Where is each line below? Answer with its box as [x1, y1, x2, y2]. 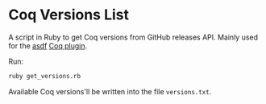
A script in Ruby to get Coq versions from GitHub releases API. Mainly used [8, 32, 259, 42]
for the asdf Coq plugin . [8, 40, 87, 50]
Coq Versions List [8, 6, 129, 24]
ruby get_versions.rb [8, 72, 81, 80]
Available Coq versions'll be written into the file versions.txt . [8, 86, 212, 96]
